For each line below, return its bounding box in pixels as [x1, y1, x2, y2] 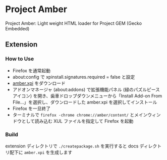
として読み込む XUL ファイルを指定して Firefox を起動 [21, 118, 134, 124]
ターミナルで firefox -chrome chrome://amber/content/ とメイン [12, 112, 148, 118]
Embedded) [5, 25, 30, 31]
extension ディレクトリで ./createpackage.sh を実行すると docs [5, 143, 139, 149]
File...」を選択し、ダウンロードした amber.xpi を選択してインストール [12, 99, 157, 105]
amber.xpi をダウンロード [12, 80, 66, 86]
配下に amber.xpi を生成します [9, 149, 73, 155]
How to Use [5, 56, 34, 63]
